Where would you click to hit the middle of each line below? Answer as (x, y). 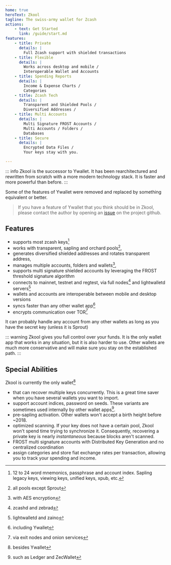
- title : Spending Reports (43, 76)
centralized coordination (38, 447)
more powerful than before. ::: (37, 182)
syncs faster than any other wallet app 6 (54, 305)
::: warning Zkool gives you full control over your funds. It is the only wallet (83, 337)
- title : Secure (32, 138)
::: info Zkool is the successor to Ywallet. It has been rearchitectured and (81, 171)
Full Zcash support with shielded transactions (75, 53)
